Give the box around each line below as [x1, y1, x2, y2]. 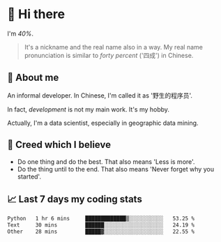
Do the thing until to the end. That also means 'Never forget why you [17, 165, 215, 173]
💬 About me [7, 72, 59, 84]
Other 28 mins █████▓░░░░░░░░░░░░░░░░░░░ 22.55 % [7, 228, 195, 236]
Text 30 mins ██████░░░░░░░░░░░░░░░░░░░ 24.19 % [7, 222, 195, 229]
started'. [17, 172, 42, 181]
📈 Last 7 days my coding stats [7, 193, 143, 205]
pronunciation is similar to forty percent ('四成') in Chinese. [24, 51, 194, 59]
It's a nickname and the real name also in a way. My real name [24, 43, 204, 51]
